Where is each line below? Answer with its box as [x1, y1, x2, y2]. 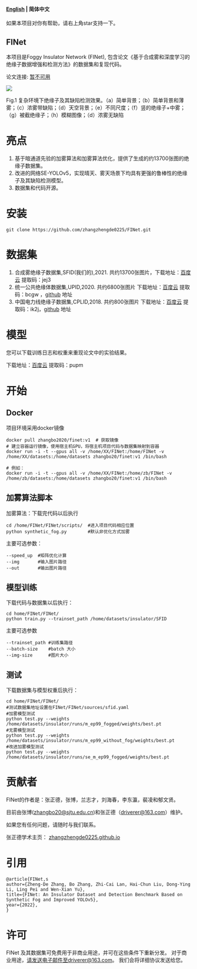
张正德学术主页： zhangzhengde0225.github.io [6, 834, 121, 841]
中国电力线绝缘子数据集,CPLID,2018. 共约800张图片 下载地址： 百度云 [14, 298, 182, 305]
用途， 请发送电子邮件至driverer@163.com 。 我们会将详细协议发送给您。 [11, 957, 186, 964]
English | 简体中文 [6, 5, 50, 12]
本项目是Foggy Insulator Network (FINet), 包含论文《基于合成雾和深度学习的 [6, 54, 190, 61]
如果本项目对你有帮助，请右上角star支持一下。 [6, 19, 119, 26]
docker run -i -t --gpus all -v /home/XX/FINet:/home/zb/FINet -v [6, 470, 172, 476]
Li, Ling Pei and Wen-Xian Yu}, [6, 887, 85, 893]
